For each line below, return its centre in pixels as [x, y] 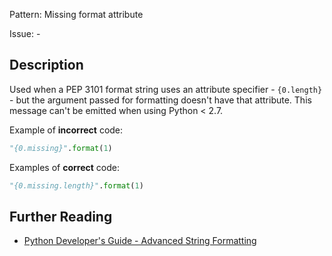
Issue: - [25, 33]
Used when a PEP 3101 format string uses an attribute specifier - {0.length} [166, 89]
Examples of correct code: [64, 167]
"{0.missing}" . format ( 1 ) [61, 148]
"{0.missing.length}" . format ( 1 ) [76, 185]
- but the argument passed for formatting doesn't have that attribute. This [160, 100]
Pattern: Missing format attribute [76, 14]
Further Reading [61, 216]
